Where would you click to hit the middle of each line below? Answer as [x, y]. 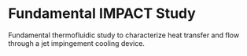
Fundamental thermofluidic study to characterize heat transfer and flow [124, 35]
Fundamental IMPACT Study [102, 14]
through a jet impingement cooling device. [77, 43]
